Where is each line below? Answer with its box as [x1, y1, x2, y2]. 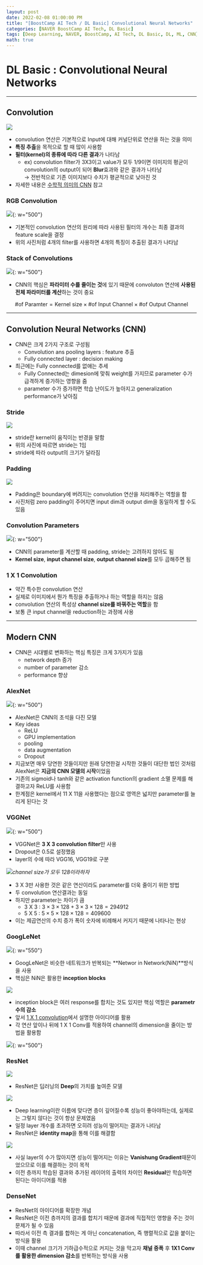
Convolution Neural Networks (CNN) [6, 324, 147, 334]
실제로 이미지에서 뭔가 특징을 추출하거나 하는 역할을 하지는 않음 [14, 593, 164, 600]
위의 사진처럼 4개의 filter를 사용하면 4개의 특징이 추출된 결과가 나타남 [14, 238, 179, 246]
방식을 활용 [14, 1237, 42, 1244]
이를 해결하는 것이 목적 [36, 1161, 89, 1169]
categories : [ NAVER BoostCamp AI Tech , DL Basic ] [6, 25, 134, 32]
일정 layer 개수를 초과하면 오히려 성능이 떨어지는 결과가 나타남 [14, 1122, 161, 1129]
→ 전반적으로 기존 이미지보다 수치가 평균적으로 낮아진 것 [24, 173, 157, 180]
